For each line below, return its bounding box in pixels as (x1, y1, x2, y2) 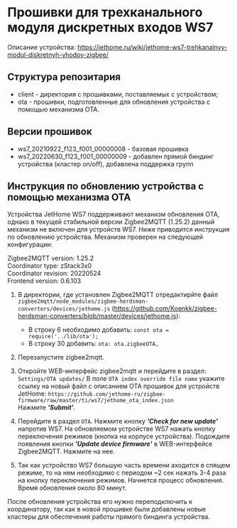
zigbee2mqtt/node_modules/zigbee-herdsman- (17, 298, 149, 306)
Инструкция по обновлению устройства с (7, 180, 204, 192)
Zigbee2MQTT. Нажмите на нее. (17, 447, 116, 456)
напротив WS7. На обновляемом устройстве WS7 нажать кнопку (17, 424, 216, 433)
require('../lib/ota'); (28, 333, 99, 340)
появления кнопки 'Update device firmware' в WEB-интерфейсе (17, 440, 213, 448)
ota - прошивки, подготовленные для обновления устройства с (17, 97, 211, 106)
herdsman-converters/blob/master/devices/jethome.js (17, 312, 177, 320)
